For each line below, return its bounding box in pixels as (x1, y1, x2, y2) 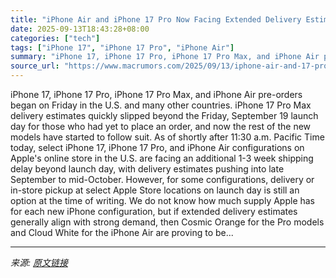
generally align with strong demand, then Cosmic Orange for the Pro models (10, 216, 325, 228)
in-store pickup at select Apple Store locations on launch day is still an (10, 184, 300, 196)
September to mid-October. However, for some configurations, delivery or (10, 174, 315, 185)
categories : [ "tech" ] (10, 33, 101, 43)
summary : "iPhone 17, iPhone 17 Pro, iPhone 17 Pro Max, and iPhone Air (10, 52, 320, 62)
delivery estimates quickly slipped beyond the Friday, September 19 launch (10, 110, 319, 121)
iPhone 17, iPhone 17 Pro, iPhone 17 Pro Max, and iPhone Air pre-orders (10, 89, 303, 100)
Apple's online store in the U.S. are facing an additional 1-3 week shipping (10, 152, 314, 164)
